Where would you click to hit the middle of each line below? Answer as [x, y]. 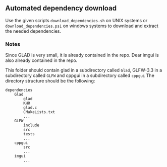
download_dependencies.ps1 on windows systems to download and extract [82, 26]
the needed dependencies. [33, 31]
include [31, 125]
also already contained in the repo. [41, 60]
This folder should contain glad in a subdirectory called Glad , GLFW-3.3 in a [84, 70]
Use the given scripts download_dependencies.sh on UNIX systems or [76, 20]
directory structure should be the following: [50, 81]
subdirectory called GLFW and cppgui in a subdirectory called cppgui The [80, 75]
